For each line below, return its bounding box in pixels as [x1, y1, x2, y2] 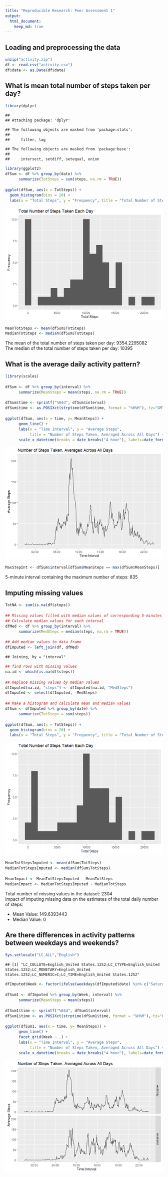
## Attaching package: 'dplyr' [5, 118, 70, 123]
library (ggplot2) [5, 166, 41, 171]
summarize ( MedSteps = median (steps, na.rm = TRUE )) [18, 629, 128, 634]
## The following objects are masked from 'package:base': [5, 147, 131, 152]
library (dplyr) [5, 103, 37, 108]
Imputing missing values [5, 588, 83, 597]
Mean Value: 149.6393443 [12, 911, 67, 917]
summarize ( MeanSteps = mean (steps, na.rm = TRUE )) [18, 389, 126, 395]
